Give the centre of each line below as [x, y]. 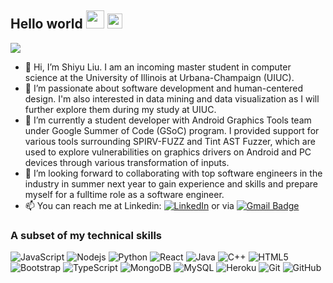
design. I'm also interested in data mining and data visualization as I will [172, 98]
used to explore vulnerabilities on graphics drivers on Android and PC [168, 152]
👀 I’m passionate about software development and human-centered [164, 88]
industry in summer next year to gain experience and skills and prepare [171, 183]
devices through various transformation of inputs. [127, 162]
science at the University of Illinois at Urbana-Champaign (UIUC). [159, 77]
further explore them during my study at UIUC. [120, 109]
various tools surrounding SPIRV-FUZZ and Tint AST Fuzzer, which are [170, 141]
